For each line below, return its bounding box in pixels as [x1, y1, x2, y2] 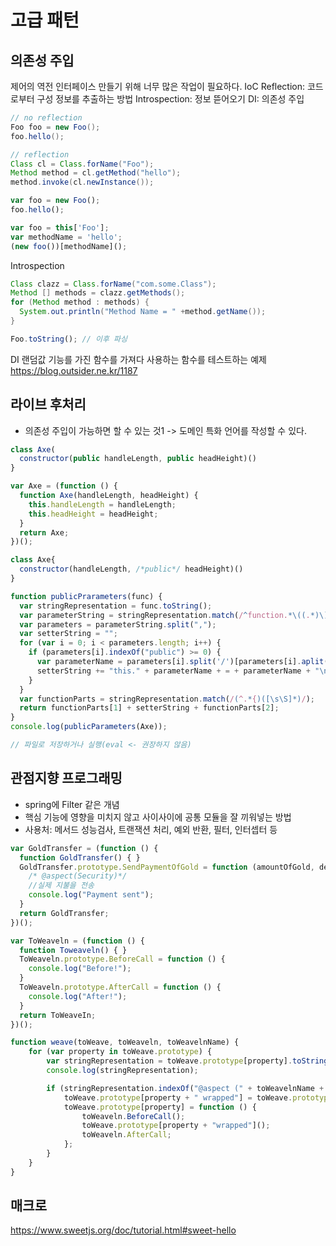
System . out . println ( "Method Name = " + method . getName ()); [19, 307, 267, 317]
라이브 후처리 [10, 396, 87, 413]
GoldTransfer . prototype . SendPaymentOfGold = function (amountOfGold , [19, 862, 315, 872]
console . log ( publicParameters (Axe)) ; [10, 722, 168, 732]
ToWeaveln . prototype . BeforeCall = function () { [19, 954, 226, 965]
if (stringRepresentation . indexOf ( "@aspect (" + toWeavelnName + [46, 1083, 325, 1093]
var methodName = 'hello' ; [10, 232, 123, 242]
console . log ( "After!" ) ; [28, 991, 128, 1001]
